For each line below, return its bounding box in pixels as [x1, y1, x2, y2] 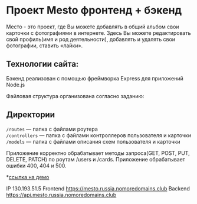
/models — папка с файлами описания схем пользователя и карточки [6, 138, 180, 145]
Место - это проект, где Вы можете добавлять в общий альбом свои [6, 23, 179, 30]
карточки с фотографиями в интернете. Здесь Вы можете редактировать [6, 29, 191, 36]
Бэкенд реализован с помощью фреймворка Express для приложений [6, 75, 184, 82]
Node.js [6, 81, 25, 88]
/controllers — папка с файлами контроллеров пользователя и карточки [6, 131, 192, 139]
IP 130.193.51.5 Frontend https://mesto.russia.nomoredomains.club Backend [6, 184, 190, 192]
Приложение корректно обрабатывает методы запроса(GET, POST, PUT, [6, 149, 190, 157]
